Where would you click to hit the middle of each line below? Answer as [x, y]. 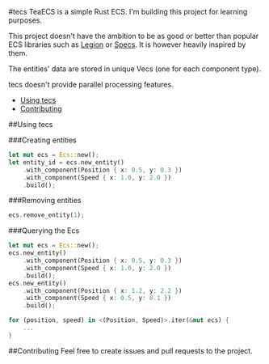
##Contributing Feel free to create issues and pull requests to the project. [130, 350]
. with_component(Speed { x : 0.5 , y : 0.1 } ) [97, 298]
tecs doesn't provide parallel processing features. [91, 85]
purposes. [25, 20]
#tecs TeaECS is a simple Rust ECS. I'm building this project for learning [128, 12]
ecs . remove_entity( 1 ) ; [46, 215]
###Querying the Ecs [44, 231]
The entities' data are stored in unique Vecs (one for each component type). [134, 69]
